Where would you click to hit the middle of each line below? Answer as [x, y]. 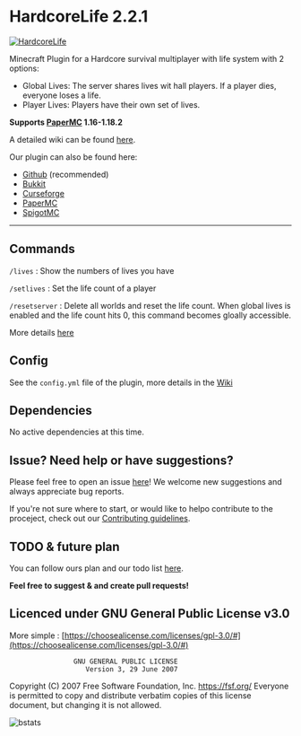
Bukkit [34, 184]
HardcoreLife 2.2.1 [79, 17]
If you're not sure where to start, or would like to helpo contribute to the [141, 509]
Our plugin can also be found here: [73, 157]
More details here [42, 332]
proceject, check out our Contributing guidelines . [100, 519]
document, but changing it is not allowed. [86, 705]
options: [25, 68]
